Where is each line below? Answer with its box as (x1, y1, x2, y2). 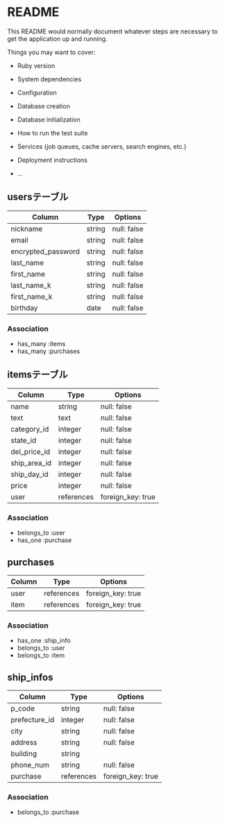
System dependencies (17, 74, 82, 83)
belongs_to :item (17, 651, 65, 660)
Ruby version (17, 61, 56, 70)
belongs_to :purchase (17, 808, 80, 817)
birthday (10, 303, 38, 313)
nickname (10, 224, 43, 234)
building (10, 749, 37, 758)
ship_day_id (10, 469, 49, 479)
